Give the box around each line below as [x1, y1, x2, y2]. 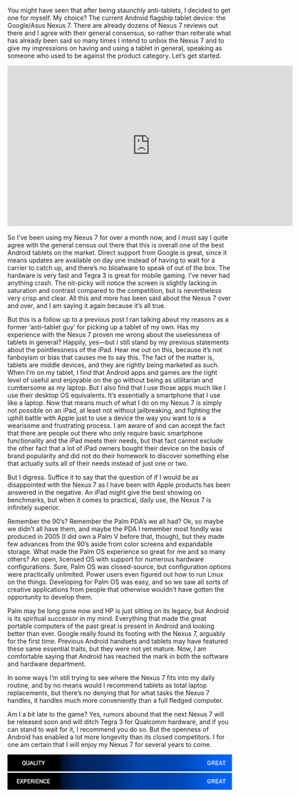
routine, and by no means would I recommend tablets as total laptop [7, 681, 207, 689]
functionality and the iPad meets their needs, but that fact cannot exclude [7, 436, 223, 445]
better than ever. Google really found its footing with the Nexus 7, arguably [7, 629, 226, 637]
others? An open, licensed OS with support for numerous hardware [7, 555, 205, 563]
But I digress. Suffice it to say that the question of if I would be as [7, 473, 199, 481]
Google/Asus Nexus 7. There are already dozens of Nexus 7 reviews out [7, 21, 219, 29]
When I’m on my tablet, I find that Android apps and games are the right [7, 369, 217, 376]
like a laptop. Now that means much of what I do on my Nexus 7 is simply [7, 398, 222, 407]
